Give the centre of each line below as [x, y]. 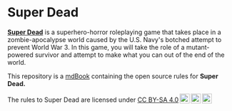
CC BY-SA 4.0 [158, 100]
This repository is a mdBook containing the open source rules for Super [113, 76]
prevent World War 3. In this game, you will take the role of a [96, 47]
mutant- [198, 47]
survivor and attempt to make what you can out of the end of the [130, 55]
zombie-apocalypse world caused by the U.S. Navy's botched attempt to [115, 39]
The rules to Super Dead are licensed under [72, 100]
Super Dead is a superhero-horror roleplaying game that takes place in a [114, 32]
